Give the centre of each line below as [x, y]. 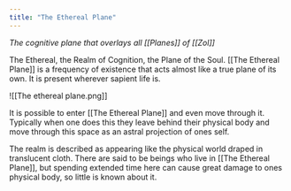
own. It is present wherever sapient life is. [85, 78]
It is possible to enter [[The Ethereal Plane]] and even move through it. [137, 112]
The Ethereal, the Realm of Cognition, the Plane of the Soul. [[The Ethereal [145, 59]
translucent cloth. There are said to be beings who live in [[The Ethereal [139, 158]
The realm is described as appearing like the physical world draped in [136, 149]
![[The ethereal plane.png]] [58, 95]
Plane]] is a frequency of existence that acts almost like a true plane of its [143, 69]
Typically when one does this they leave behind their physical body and [139, 122]
